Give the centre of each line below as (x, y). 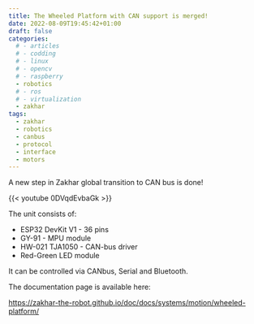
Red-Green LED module (60, 256)
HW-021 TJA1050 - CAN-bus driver (79, 247)
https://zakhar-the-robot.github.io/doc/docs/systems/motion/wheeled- (127, 303)
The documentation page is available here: (80, 287)
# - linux (32, 62)
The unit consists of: (43, 214)
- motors (30, 159)
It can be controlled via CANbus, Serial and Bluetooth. (98, 271)
